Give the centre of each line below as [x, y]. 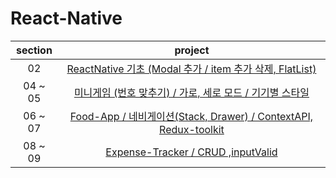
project [192, 50]
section [34, 50]
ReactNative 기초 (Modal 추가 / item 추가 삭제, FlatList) [191, 69]
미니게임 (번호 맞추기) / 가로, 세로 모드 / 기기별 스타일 [191, 92]
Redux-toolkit [192, 129]
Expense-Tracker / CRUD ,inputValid [191, 152]
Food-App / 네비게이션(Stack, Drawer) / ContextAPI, [191, 116]
